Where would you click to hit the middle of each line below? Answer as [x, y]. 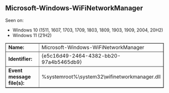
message [20, 76]
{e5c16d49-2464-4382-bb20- [81, 55]
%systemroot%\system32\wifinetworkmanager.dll [101, 76]
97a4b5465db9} [62, 62]
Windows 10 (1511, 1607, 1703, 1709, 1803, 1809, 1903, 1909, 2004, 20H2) [88, 30]
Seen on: [15, 20]
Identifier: [20, 58]
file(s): [16, 83]
